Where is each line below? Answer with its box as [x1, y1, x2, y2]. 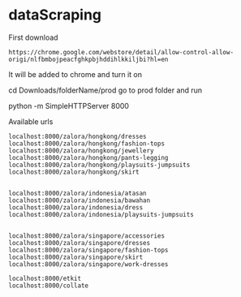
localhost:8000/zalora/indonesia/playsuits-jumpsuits [8, 210, 195, 218]
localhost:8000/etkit [8, 274, 82, 282]
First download [8, 32, 58, 42]
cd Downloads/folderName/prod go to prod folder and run [8, 85, 203, 95]
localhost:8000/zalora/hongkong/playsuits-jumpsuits [8, 161, 191, 169]
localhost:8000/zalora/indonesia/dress [8, 203, 144, 212]
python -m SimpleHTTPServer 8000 [8, 101, 130, 110]
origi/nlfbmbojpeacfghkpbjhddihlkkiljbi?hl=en [8, 55, 169, 63]
